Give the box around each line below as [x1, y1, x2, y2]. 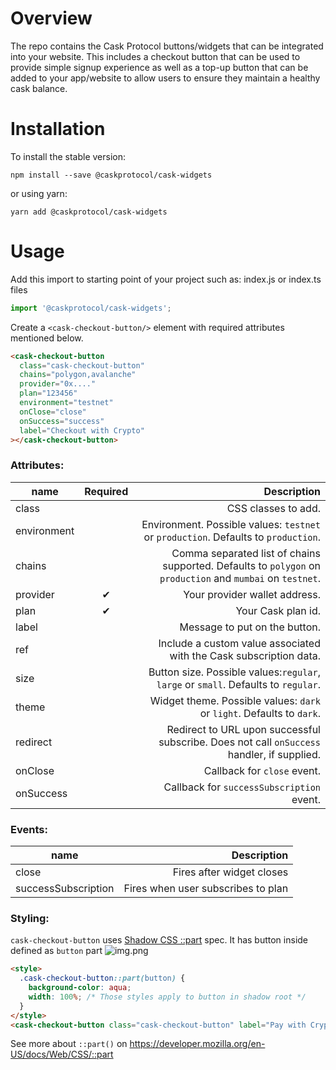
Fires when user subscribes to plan [123, 882, 289, 896]
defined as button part [10, 945, 103, 957]
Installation [10, 118, 106, 141]
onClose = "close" [19, 407, 87, 417]
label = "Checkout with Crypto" [19, 425, 145, 436]
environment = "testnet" [19, 398, 114, 408]
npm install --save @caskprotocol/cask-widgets [10, 170, 213, 180]
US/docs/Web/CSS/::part [10, 1048, 114, 1061]
